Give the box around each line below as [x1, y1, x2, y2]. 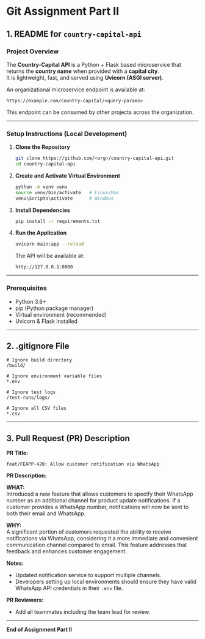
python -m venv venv [15, 184, 68, 190]
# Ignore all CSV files [6, 406, 67, 412]
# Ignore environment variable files [6, 373, 103, 379]
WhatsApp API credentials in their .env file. [15, 584, 123, 592]
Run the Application [15, 229, 67, 236]
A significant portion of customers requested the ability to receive [6, 528, 172, 535]
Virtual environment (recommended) [15, 311, 107, 318]
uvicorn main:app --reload [15, 241, 84, 248]
